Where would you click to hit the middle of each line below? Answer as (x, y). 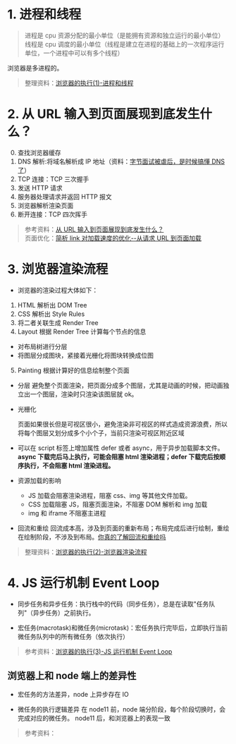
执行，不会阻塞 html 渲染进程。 (69, 465)
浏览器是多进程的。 (35, 68)
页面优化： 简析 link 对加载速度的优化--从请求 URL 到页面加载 (113, 238)
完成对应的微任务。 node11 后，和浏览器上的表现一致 (94, 718)
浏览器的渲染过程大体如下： (58, 290)
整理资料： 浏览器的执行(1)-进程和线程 (79, 83)
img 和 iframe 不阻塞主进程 (67, 513)
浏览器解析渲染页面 (45, 205)
